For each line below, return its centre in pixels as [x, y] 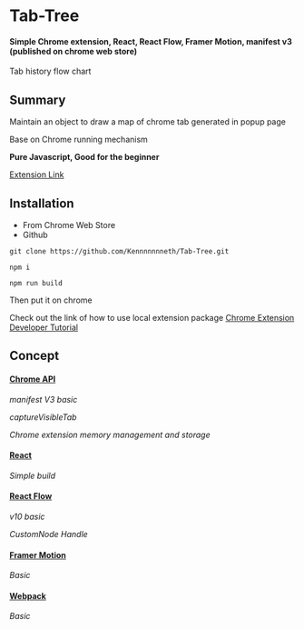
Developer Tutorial [44, 327]
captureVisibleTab [43, 417]
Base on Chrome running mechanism [78, 140]
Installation [42, 203]
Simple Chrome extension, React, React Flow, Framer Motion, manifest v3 [151, 41]
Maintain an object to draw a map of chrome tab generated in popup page [147, 122]
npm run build [36, 284]
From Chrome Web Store [69, 225]
